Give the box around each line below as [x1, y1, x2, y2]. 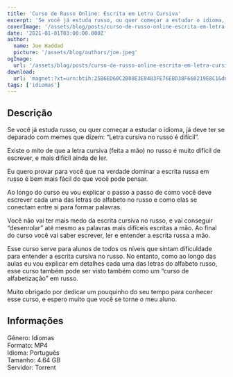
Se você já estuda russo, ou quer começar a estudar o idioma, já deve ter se [7, 126, 225, 134]
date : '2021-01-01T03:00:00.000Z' [7, 29, 107, 37]
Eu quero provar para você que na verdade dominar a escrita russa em [7, 168, 209, 176]
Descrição [7, 107, 53, 119]
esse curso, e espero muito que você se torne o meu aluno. [7, 295, 178, 303]
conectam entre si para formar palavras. [7, 203, 123, 211]
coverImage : [7, 23, 42, 30]
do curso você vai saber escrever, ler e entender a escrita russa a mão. [7, 231, 211, 240]
